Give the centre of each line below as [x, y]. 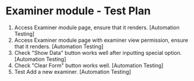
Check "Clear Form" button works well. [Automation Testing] [89, 65]
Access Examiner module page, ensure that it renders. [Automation [97, 27]
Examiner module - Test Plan [78, 11]
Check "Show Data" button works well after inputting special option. [98, 52]
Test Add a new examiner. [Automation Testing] [73, 71]
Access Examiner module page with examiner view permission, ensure [101, 40]
